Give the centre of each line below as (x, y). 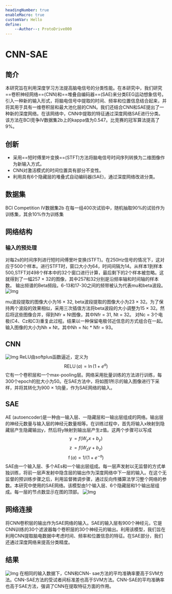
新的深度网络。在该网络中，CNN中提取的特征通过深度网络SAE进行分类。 (86, 114)
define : (14, 24)
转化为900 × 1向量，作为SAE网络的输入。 (71, 387)
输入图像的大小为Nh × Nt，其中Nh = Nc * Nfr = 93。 (61, 328)
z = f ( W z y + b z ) (86, 448)
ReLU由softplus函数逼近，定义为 (54, 357)
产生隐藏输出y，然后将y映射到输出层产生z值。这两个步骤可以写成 (83, 430)
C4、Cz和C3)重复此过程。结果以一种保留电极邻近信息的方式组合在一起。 (89, 321)
